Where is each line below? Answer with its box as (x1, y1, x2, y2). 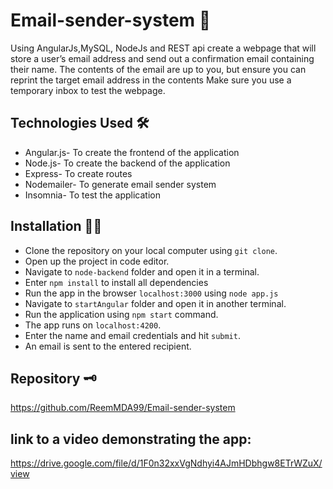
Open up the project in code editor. (24, 255, 170, 267)
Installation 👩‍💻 (10, 218, 103, 235)
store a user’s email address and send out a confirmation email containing (10, 52, 315, 64)
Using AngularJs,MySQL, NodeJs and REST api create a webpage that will (10, 42, 317, 54)
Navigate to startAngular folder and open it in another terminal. (24, 297, 287, 309)
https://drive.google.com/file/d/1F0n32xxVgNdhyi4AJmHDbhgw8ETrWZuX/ (10, 457, 323, 469)
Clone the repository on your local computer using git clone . (24, 244, 278, 256)
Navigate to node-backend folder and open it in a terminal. (24, 265, 260, 278)
